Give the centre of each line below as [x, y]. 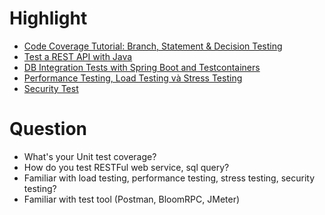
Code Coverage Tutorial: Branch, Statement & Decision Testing [153, 46]
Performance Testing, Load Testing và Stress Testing [133, 78]
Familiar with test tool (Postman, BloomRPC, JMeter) [132, 199]
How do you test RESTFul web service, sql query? [126, 167]
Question [48, 129]
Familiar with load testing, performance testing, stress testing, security [169, 178]
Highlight [48, 18]
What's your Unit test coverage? [90, 156]
